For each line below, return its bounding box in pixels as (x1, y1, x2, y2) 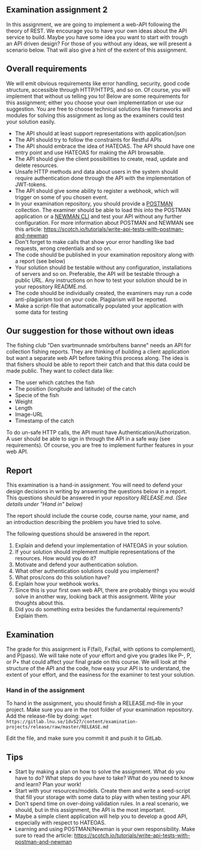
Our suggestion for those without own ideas (6, 326, 175, 336)
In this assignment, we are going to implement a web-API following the (6, 20, 181, 28)
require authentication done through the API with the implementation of (14, 174, 191, 181)
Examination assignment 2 (6, 5, 108, 15)
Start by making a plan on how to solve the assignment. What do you (14, 768, 185, 775)
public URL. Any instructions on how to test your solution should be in (14, 276, 187, 284)
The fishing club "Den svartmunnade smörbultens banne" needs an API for (6, 342, 191, 349)
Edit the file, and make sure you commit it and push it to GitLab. (6, 734, 163, 742)
